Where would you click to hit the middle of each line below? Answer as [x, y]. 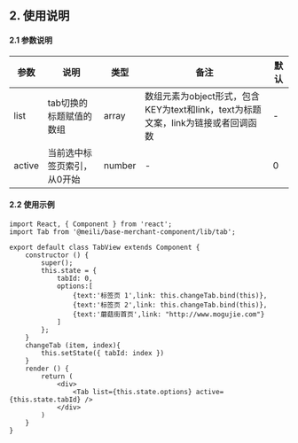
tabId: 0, [74, 278]
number [120, 165]
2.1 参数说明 [31, 40]
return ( [57, 376]
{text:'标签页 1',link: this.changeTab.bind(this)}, [170, 295]
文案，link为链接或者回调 [196, 122]
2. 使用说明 [39, 16]
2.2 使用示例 [32, 205]
